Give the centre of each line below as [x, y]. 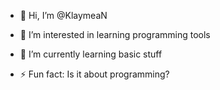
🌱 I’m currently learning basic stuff [91, 54]
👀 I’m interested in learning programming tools [115, 34]
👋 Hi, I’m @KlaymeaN [63, 15]
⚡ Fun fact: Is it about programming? [94, 74]
